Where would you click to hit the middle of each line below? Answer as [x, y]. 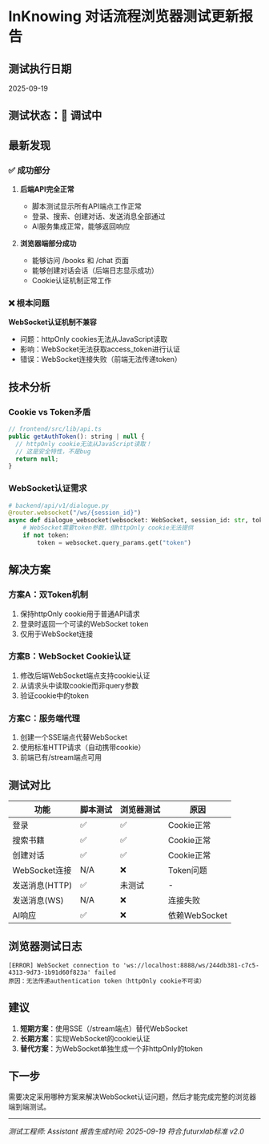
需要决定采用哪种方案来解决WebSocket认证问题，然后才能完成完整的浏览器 [132, 1097]
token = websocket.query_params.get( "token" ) [114, 542]
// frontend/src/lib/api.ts [55, 429]
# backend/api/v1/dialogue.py [59, 505]
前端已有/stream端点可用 [61, 757]
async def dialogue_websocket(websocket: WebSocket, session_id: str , [128, 521]
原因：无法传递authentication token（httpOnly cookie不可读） [107, 981]
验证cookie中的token [54, 696]
